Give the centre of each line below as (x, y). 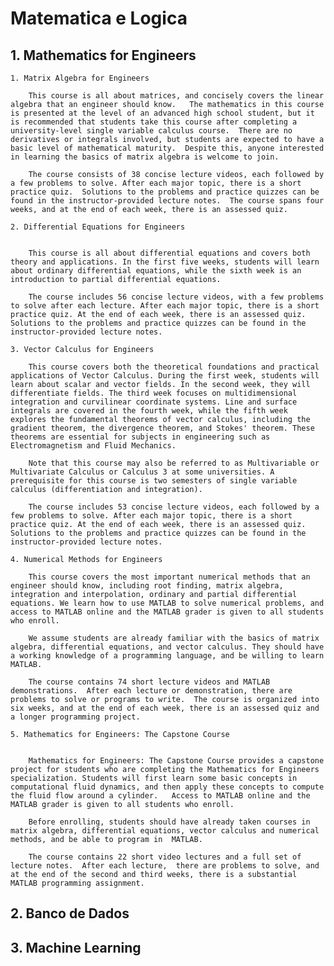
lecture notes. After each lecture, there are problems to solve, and (165, 866)
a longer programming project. (75, 717)
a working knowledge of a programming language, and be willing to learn (167, 656)
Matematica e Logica (99, 18)
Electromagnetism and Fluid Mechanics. (93, 446)
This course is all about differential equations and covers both (169, 253)
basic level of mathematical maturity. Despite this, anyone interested (167, 148)
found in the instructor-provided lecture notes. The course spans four (167, 201)
